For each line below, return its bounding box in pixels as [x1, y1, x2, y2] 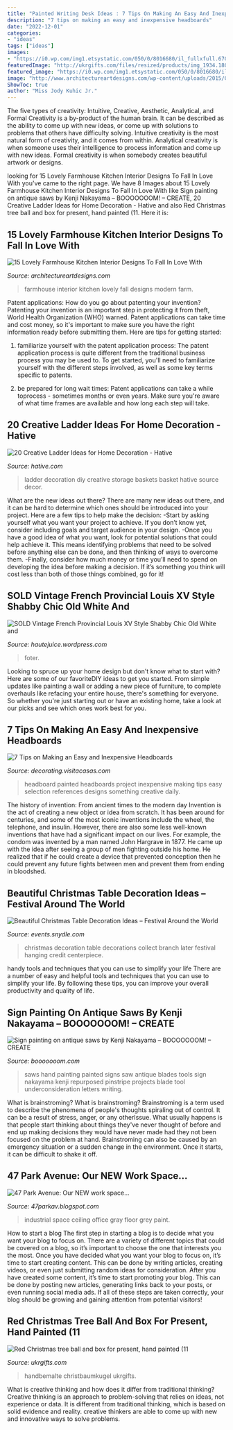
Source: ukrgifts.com [7, 1358, 67, 1366]
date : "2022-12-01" [7, 23, 64, 30]
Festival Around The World [7, 898, 126, 910]
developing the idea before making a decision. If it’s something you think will [7, 562, 225, 571]
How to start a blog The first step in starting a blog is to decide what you [7, 1229, 214, 1237]
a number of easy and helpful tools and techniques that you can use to [7, 972, 209, 980]
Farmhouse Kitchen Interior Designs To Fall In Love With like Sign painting [7, 187, 218, 195]
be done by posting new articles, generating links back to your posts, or [7, 1280, 213, 1288]
